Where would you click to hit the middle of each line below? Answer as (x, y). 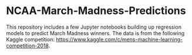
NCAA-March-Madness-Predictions (96, 11)
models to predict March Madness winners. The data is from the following (95, 33)
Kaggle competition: (30, 39)
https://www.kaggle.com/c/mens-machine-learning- (119, 39)
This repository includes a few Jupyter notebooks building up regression (94, 27)
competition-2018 (27, 46)
